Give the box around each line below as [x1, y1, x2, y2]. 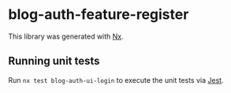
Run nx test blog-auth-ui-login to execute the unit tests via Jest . [8, 75, 224, 84]
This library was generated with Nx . [8, 32, 124, 41]
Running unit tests [8, 54, 100, 68]
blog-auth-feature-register [8, 6, 189, 24]
